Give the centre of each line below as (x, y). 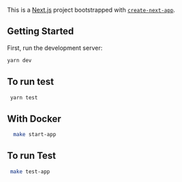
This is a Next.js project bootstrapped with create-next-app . (91, 10)
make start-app (35, 135)
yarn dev (19, 60)
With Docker (34, 119)
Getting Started (41, 31)
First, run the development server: (55, 48)
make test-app (30, 171)
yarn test (24, 97)
